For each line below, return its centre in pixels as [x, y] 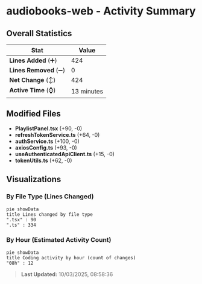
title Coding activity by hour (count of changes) [71, 257]
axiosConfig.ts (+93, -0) [46, 147]
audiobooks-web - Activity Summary [101, 11]
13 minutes [87, 91]
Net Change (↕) [33, 80]
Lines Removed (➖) [37, 70]
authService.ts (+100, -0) [47, 141]
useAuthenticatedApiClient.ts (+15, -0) [65, 154]
